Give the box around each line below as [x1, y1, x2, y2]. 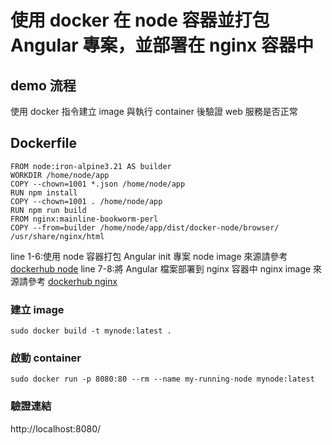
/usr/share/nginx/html [10, 231, 105, 241]
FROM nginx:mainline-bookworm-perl [10, 214, 159, 224]
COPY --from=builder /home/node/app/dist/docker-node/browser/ [10, 222, 280, 233]
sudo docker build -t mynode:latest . [10, 326, 172, 336]
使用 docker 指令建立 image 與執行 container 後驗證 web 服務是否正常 [10, 106, 298, 117]
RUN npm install [10, 187, 78, 198]
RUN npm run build [10, 205, 87, 215]
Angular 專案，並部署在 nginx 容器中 [10, 34, 314, 57]
